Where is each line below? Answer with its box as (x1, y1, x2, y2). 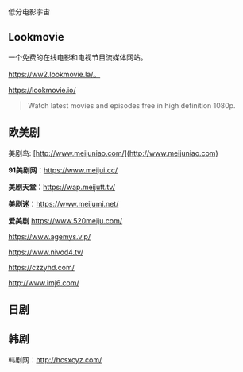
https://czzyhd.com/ (8, 262, 75, 272)
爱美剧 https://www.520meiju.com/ (8, 215, 123, 225)
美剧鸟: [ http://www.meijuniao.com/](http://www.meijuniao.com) (8, 148, 218, 157)
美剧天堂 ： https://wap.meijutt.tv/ (8, 182, 116, 192)
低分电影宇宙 (8, 7, 50, 16)
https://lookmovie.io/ (8, 85, 77, 95)
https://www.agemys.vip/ (8, 231, 91, 241)
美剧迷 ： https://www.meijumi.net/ (8, 199, 119, 208)
